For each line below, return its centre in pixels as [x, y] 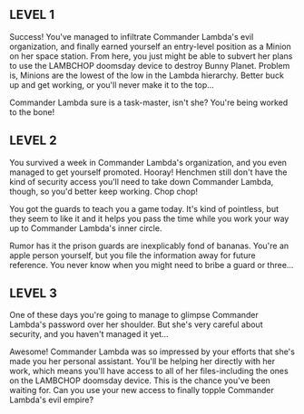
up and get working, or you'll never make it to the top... [112, 84]
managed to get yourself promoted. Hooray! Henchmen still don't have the [148, 172]
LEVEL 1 [32, 15]
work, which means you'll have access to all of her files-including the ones [149, 371]
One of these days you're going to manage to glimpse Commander [134, 315]
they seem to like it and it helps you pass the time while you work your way [149, 218]
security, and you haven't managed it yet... [89, 334]
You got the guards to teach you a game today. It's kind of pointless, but [144, 208]
